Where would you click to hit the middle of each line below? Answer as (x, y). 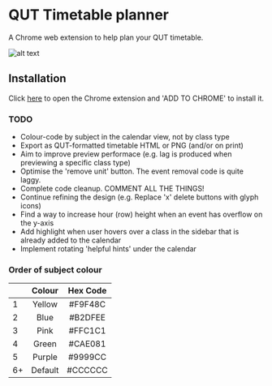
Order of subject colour (56, 269)
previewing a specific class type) (76, 163)
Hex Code (87, 291)
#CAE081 (87, 344)
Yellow (45, 304)
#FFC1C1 (87, 331)
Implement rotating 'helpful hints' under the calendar (108, 249)
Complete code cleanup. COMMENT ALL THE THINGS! (112, 189)
